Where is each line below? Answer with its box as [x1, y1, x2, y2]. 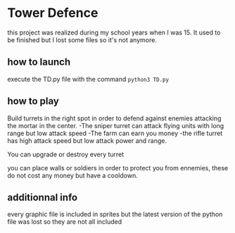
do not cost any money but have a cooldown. [7, 171, 139, 180]
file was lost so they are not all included [7, 218, 122, 226]
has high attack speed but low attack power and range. [7, 136, 167, 145]
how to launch [7, 56, 71, 68]
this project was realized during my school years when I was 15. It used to [7, 28, 221, 37]
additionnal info [7, 191, 78, 203]
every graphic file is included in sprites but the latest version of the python [7, 210, 223, 219]
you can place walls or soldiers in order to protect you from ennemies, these [7, 163, 229, 172]
